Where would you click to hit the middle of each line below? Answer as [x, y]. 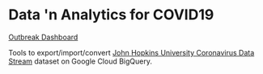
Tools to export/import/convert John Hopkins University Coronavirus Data [131, 52]
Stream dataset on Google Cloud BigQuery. [80, 61]
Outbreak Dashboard [43, 37]
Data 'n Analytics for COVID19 [111, 15]
